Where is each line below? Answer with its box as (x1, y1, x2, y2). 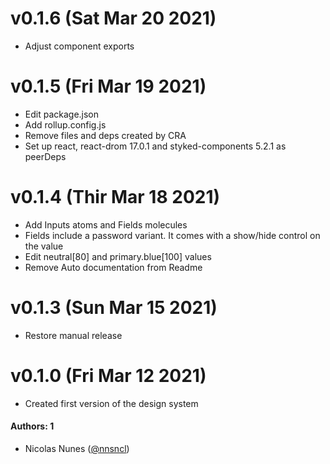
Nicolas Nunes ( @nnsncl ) (24, 442, 130, 454)
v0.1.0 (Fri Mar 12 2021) (10, 364, 207, 387)
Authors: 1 (10, 420, 55, 432)
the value (24, 240, 64, 252)
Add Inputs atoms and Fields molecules (24, 218, 188, 231)
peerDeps (24, 150, 67, 162)
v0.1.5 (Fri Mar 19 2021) (10, 75, 207, 98)
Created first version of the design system (24, 397, 199, 409)
